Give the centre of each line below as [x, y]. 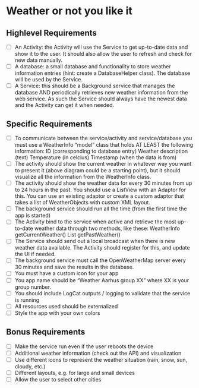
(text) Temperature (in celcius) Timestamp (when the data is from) [96, 157]
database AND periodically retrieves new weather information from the [101, 93]
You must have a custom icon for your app [67, 273]
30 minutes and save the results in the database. [74, 267]
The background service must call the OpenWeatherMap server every [100, 260]
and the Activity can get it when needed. [64, 105]
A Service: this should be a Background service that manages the [95, 86]
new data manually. [38, 60]
